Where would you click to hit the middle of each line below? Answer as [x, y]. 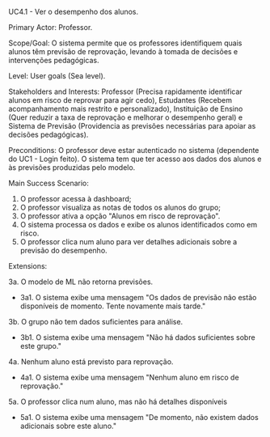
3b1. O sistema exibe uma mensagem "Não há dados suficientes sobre [138, 337]
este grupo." [41, 346]
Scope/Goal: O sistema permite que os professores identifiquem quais [125, 43]
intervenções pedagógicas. [54, 60]
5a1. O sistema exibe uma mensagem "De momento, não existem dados [139, 417]
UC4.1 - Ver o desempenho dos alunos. [74, 12]
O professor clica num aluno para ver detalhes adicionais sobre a [129, 242]
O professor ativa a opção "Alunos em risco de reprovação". [120, 216]
